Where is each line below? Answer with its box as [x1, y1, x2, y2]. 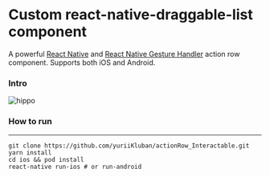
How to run [8, 116, 52, 127]
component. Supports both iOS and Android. [8, 58, 156, 67]
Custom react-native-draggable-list [8, 6, 253, 24]
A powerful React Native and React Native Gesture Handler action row [8, 49, 240, 58]
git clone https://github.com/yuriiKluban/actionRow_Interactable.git [8, 142, 250, 150]
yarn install [8, 148, 52, 157]
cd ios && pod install [8, 155, 84, 163]
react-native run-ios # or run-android [8, 163, 142, 171]
